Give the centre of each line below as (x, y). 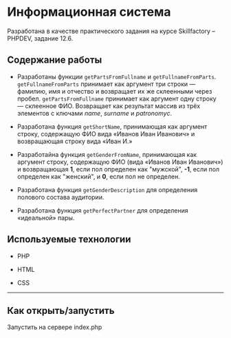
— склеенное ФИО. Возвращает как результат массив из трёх (109, 106)
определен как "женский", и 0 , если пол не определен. (98, 176)
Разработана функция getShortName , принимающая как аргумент (112, 126)
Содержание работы (55, 60)
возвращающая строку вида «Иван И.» (75, 141)
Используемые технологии (69, 239)
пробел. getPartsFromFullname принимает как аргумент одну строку (117, 98)
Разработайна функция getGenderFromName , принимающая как (107, 154)
